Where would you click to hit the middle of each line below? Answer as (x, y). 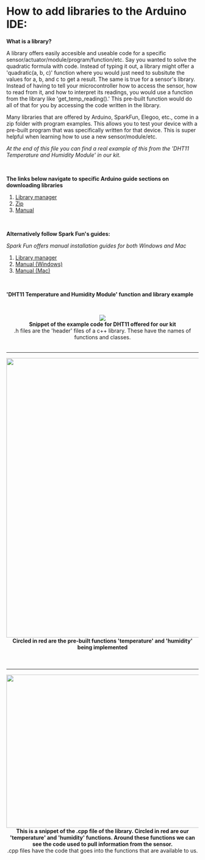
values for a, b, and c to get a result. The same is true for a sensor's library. (101, 79)
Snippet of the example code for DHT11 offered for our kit (103, 324)
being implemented (103, 647)
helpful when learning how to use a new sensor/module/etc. (82, 137)
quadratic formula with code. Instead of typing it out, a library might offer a (100, 66)
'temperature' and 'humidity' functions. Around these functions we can (103, 837)
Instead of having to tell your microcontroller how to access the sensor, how (102, 85)
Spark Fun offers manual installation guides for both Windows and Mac (96, 246)
